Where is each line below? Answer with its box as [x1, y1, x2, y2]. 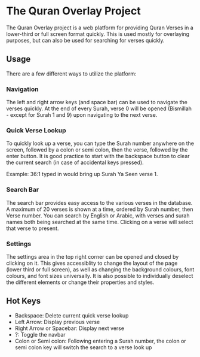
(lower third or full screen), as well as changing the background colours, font [6, 265, 195, 273]
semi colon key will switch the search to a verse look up [14, 343, 152, 351]
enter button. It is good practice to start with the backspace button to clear [6, 153, 190, 160]
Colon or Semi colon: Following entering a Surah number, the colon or [14, 337, 186, 344]
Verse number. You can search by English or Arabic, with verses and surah [6, 211, 190, 219]
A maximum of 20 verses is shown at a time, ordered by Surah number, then [6, 205, 193, 213]
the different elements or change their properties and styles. [6, 279, 155, 286]
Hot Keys [6, 296, 41, 306]
